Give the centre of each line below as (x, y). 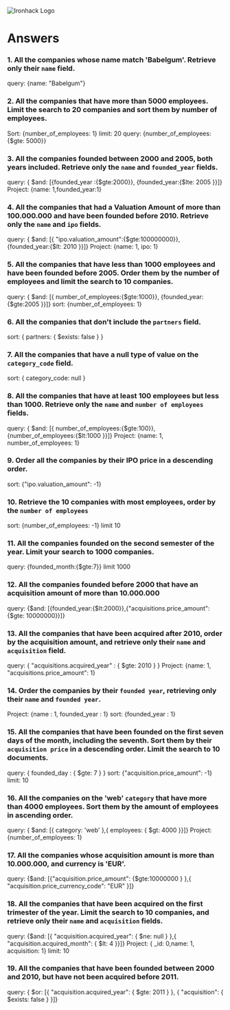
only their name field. (41, 69)
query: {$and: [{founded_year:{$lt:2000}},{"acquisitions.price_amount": (109, 608)
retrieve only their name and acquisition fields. (85, 921)
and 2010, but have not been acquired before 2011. (93, 977)
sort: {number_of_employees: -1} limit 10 (64, 525)
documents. (28, 758)
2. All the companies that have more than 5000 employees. (108, 101)
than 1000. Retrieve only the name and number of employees (105, 404)
